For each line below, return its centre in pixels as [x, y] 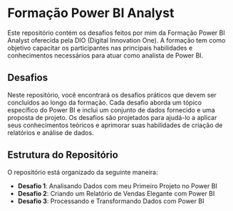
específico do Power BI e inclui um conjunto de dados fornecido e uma [111, 110]
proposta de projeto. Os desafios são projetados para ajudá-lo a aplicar [112, 117]
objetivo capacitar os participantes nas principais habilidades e [100, 48]
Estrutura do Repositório [63, 155]
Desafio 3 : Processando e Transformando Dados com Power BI [111, 201]
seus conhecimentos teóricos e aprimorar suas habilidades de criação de [115, 125]
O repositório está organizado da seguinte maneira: [83, 172]
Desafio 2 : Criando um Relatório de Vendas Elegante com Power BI [116, 193]
